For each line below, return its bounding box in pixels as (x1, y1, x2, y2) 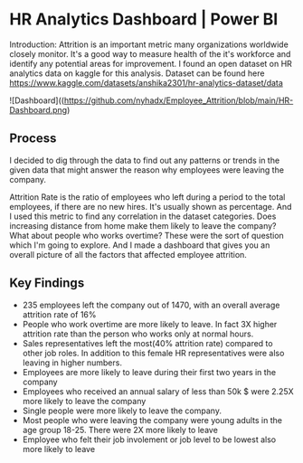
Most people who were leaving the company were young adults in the (22, 414, 283, 425)
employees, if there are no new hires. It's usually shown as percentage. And (9, 201, 292, 212)
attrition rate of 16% (22, 308, 97, 320)
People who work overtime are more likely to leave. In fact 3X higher (22, 318, 278, 329)
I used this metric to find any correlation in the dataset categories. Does (9, 211, 277, 222)
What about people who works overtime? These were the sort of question (9, 230, 285, 241)
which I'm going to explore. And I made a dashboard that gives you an (9, 240, 270, 250)
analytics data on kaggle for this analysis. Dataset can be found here (9, 68, 265, 79)
